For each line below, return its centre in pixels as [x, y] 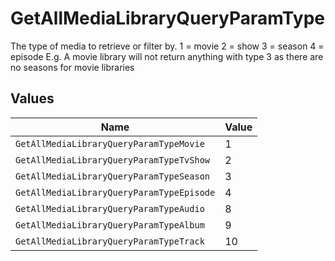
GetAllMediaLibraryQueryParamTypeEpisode [115, 192]
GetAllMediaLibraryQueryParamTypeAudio [110, 208]
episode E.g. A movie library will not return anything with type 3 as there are [167, 56]
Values [32, 98]
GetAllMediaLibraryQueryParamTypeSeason [112, 176]
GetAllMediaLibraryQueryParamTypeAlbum [110, 225]
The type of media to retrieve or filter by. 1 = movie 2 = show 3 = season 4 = [167, 46]
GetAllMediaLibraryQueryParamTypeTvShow [112, 160]
